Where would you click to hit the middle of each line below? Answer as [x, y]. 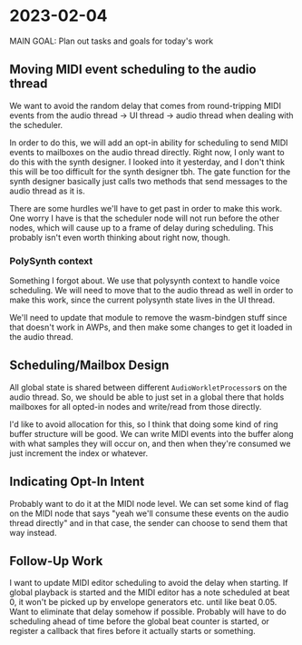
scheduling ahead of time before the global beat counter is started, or [140, 621]
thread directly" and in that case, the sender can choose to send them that [149, 522]
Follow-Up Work [56, 561]
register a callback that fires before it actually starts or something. [132, 631]
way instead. [33, 532]
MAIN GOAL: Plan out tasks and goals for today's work [112, 41]
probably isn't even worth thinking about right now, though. [120, 237]
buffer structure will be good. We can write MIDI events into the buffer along [151, 433]
